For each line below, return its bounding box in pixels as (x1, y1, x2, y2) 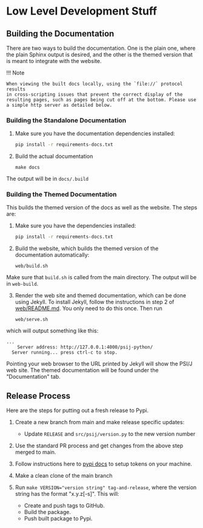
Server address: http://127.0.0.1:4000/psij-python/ (17, 344, 153, 350)
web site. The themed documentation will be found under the (6, 367, 159, 374)
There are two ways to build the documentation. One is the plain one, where (6, 44, 196, 52)
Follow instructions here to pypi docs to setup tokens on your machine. (15, 460, 193, 468)
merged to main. (15, 448, 56, 456)
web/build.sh (15, 263, 48, 269)
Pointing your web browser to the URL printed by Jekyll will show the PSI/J (6, 360, 193, 368)
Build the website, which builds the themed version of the (15, 245, 159, 252)
